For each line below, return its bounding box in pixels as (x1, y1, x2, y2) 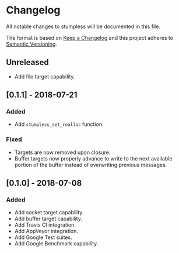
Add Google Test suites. (14, 234, 72, 241)
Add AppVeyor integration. (14, 228, 79, 235)
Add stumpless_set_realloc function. (14, 121, 104, 128)
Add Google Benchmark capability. (14, 240, 99, 247)
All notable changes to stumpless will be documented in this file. (6, 23, 160, 30)
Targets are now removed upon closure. (14, 149, 111, 156)
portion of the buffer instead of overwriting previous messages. (14, 161, 167, 168)
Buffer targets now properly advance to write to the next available (14, 155, 173, 162)
